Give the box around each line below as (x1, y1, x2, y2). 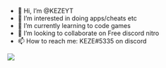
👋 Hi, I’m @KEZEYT (17, 7, 74, 15)
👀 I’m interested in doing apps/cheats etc (17, 14, 138, 22)
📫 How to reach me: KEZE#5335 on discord (17, 37, 147, 45)
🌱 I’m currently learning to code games (17, 22, 131, 29)
